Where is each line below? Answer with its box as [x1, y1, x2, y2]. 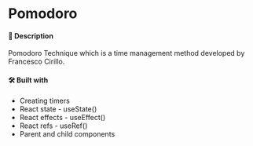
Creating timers [19, 96, 71, 105]
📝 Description [8, 31, 53, 40]
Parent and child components [19, 129, 115, 138]
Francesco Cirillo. [8, 57, 65, 67]
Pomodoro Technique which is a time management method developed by [8, 49, 245, 58]
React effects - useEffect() [19, 112, 106, 122]
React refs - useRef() [19, 121, 88, 130]
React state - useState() [19, 104, 97, 114]
